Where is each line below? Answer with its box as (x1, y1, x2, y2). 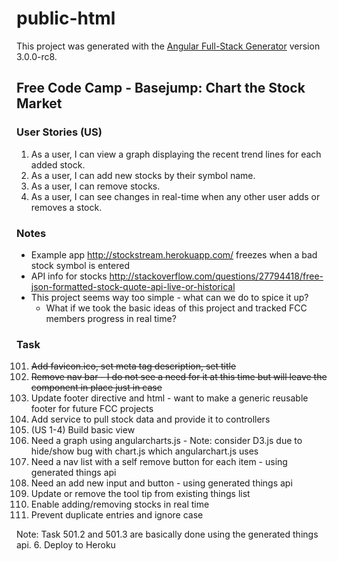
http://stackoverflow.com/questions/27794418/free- (109, 270, 324, 282)
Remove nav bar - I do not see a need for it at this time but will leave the (30, 371, 328, 383)
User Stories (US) (16, 125, 103, 139)
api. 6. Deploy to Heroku (16, 539, 116, 551)
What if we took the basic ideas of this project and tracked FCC (45, 302, 308, 314)
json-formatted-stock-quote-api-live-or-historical (30, 280, 236, 292)
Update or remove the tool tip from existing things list (30, 488, 251, 500)
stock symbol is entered (30, 259, 130, 271)
